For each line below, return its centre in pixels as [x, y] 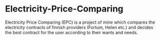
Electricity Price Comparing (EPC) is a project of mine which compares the [80, 22]
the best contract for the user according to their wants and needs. [71, 32]
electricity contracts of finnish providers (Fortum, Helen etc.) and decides [79, 27]
